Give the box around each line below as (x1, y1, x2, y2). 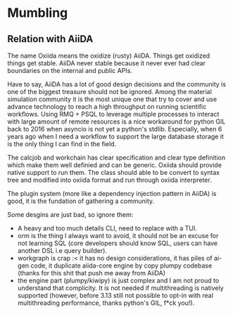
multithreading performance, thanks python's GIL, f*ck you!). (17, 299, 195, 307)
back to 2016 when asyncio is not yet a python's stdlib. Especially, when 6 (7, 125, 222, 133)
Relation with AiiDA (7, 33, 94, 45)
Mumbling (7, 5, 68, 21)
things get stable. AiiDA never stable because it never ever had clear (7, 59, 206, 67)
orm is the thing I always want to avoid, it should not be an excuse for (17, 232, 219, 240)
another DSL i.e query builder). (17, 247, 108, 254)
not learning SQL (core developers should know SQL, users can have (17, 239, 218, 247)
